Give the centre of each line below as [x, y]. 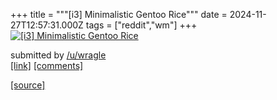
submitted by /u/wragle [58, 55]
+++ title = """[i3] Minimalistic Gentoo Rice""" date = [119, 14]
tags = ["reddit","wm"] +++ [141, 25]
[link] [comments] [47, 65]
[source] [28, 85]
